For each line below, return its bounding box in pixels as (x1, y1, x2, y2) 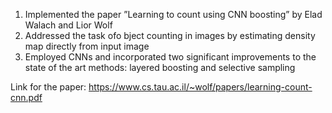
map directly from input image (24, 40, 150, 52)
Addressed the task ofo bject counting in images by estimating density (24, 30, 316, 41)
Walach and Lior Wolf (24, 19, 113, 31)
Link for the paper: (10, 81, 87, 93)
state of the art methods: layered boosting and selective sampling (24, 62, 296, 73)
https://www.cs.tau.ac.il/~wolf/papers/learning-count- (88, 81, 313, 93)
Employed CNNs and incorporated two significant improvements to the (24, 51, 317, 63)
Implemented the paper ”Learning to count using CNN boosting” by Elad (24, 9, 323, 20)
